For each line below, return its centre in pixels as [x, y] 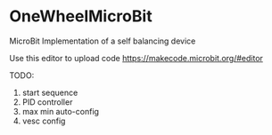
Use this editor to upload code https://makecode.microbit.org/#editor [136, 58]
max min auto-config [61, 111]
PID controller [47, 102]
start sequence [50, 92]
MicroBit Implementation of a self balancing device [103, 41]
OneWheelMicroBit [81, 16]
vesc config [44, 121]
